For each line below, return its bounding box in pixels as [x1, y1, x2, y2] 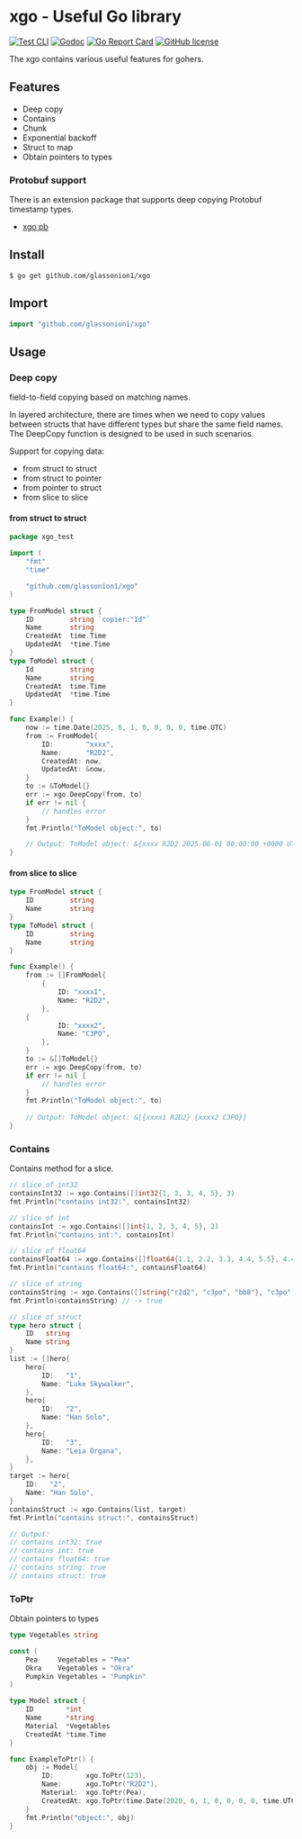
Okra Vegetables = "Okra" [25, 1663, 135, 1672]
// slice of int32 [9, 1181, 78, 1190]
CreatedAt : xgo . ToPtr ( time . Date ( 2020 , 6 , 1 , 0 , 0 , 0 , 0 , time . [41, 1796, 284, 1806]
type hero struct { [9, 1321, 83, 1330]
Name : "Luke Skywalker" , [41, 1379, 135, 1388]
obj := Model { [25, 1762, 78, 1772]
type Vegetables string [9, 1631, 99, 1640]
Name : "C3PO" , [57, 1029, 111, 1039]
